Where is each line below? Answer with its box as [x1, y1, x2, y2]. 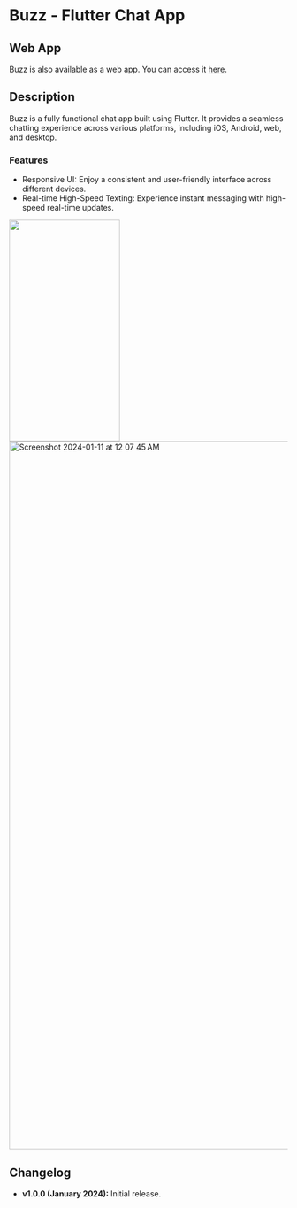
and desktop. [9, 132, 57, 142]
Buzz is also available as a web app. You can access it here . [9, 64, 227, 74]
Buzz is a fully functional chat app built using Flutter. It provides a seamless [9, 112, 284, 124]
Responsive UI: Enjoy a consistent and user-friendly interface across [21, 174, 272, 185]
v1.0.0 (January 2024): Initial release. [21, 1188, 162, 1199]
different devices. [21, 183, 87, 195]
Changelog [9, 1165, 72, 1180]
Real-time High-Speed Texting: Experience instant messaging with [21, 193, 264, 204]
